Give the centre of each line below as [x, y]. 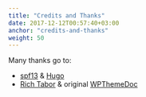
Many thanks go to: [40, 60]
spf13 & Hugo [42, 76]
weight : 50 [26, 38]
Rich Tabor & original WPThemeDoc [79, 84]
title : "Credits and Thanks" [57, 16]
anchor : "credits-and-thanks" [59, 30]
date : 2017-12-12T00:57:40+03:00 [64, 23]
